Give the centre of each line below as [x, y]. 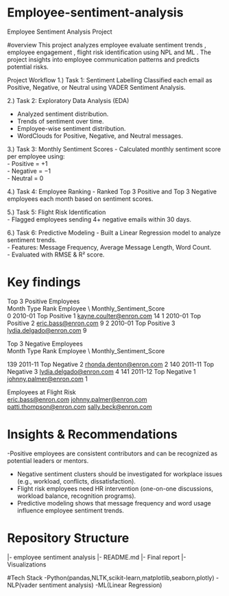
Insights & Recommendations [93, 434]
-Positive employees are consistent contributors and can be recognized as [112, 453]
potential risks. [28, 67]
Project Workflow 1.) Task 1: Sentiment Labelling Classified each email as [110, 80]
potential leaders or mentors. [48, 460]
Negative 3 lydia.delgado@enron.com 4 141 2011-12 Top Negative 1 [101, 371]
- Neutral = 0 [25, 178]
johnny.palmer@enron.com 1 [47, 379]
